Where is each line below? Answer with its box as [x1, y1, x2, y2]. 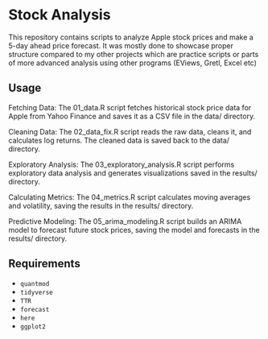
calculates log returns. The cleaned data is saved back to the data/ [8, 135, 230, 145]
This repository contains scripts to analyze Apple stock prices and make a [8, 32, 254, 42]
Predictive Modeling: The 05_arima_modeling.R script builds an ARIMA [8, 216, 242, 226]
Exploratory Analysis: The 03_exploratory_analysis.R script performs [8, 159, 235, 169]
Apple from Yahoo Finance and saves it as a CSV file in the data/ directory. [8, 111, 256, 121]
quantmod [19, 279, 50, 287]
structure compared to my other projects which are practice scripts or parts [8, 49, 259, 59]
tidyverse [19, 288, 54, 296]
